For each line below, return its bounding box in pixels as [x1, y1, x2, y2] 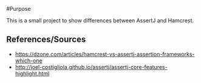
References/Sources [6, 35, 86, 45]
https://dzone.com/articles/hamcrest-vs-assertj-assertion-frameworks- [15, 50, 196, 58]
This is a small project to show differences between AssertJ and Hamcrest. [6, 17, 194, 24]
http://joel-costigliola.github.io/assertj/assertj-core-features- [15, 63, 168, 70]
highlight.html [15, 70, 50, 77]
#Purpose [6, 5, 32, 12]
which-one [15, 57, 43, 64]
